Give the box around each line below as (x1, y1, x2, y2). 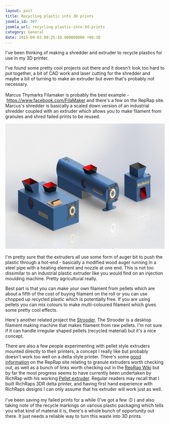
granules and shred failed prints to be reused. (5, 113, 100, 119)
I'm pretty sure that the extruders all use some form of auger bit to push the (5, 254, 163, 260)
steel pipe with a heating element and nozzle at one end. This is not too (5, 265, 154, 270)
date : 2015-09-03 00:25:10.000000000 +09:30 (5, 35, 101, 40)
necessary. (5, 81, 29, 87)
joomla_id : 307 (5, 19, 37, 24)
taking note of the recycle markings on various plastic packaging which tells (5, 402, 164, 408)
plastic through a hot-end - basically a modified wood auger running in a (5, 259, 157, 265)
